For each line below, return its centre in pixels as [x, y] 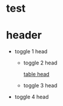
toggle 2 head [40, 63]
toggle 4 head [31, 97]
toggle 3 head [40, 86]
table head [37, 74]
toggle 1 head [31, 52]
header [24, 35]
